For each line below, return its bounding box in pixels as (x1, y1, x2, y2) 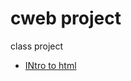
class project (10, 40, 64, 52)
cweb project (10, 7, 122, 30)
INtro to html (24, 59, 77, 71)
